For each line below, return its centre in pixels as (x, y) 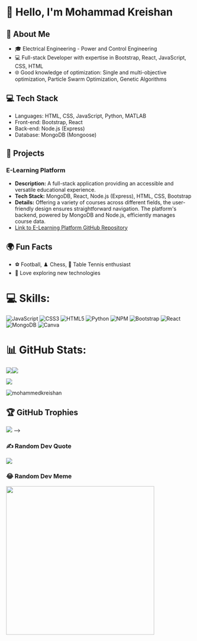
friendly (24, 209)
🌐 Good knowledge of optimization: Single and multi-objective (91, 72)
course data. (30, 221)
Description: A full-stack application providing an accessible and (94, 183)
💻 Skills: (28, 298)
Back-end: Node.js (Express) (50, 128)
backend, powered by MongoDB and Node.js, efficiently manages (95, 215)
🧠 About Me (28, 34)
